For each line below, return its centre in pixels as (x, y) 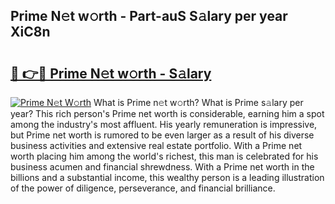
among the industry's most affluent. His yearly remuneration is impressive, (164, 124)
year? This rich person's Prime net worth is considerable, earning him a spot (167, 113)
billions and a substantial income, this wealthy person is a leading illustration (167, 177)
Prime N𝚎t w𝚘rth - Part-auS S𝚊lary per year (149, 16)
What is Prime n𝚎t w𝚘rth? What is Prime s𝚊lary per (198, 102)
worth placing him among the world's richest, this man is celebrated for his (164, 156)
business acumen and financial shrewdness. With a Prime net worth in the (162, 167)
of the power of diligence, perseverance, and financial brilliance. (143, 188)
